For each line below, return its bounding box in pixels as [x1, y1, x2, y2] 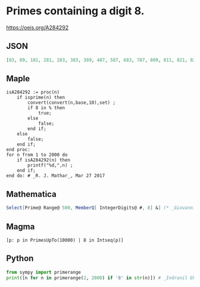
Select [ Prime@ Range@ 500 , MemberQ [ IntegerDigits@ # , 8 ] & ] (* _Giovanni [6, 205, 196, 211]
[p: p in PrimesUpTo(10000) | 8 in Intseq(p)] [6, 237, 124, 243]
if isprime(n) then [17, 94, 65, 101]
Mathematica [6, 189, 57, 199]
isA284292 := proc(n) [6, 90, 60, 95]
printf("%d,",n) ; [27, 162, 73, 168]
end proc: [6, 147, 31, 153]
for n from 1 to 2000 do [6, 152, 68, 158]
